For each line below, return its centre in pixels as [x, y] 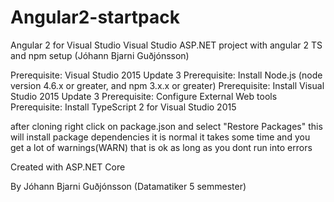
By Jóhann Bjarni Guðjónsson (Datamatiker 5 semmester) [128, 186]
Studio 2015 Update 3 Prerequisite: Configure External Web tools [144, 96]
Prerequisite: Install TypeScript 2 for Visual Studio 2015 [123, 107]
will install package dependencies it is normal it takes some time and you [160, 137]
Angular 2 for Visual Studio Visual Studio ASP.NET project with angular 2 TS [166, 45]
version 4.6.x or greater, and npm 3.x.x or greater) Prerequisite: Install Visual [167, 85]
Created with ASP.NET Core [68, 167]
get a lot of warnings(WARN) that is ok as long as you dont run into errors [161, 147]
